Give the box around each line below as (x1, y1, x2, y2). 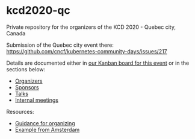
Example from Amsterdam (14, 126, 80, 133)
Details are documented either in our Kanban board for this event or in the (6, 59, 190, 67)
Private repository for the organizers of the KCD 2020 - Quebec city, (6, 23, 176, 31)
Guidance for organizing (14, 119, 75, 126)
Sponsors (14, 83, 39, 90)
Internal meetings (14, 96, 59, 104)
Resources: (6, 108, 34, 115)
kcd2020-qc (6, 4, 70, 17)
